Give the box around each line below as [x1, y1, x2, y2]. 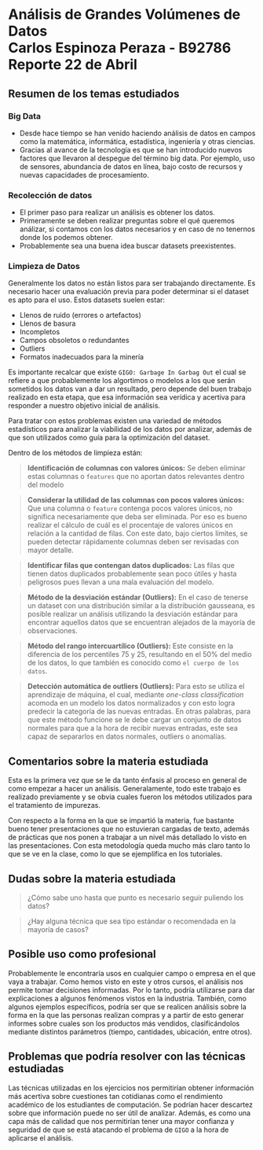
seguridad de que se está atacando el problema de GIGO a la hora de [8, 1125, 229, 1134]
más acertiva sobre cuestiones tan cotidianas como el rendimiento [8, 1091, 224, 1100]
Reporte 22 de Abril [8, 56, 137, 74]
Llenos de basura [19, 319, 76, 328]
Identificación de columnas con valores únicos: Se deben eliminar [27, 463, 246, 473]
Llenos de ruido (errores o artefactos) [19, 311, 141, 320]
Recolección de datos [8, 190, 93, 201]
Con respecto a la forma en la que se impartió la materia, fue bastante [8, 816, 235, 825]
